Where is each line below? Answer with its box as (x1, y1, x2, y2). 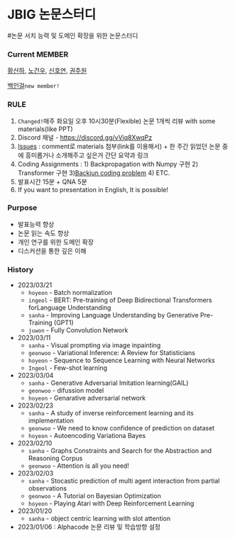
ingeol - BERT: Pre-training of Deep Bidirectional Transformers (28, 296, 212, 305)
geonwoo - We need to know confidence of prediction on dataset (28, 424, 215, 432)
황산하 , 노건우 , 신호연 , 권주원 (7, 67, 87, 75)
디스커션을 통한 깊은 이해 (17, 246, 87, 255)
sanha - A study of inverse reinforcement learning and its (28, 409, 194, 417)
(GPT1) (53, 318, 75, 327)
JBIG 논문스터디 (7, 6, 97, 23)
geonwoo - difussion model (28, 386, 104, 395)
